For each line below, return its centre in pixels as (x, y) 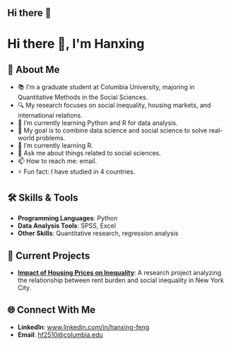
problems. (51, 138)
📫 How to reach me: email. (57, 161)
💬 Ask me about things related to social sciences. (89, 153)
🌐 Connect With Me (52, 310)
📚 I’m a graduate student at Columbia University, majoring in (106, 87)
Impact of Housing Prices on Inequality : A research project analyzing (119, 273)
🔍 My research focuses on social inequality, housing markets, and (114, 105)
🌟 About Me (34, 69)
